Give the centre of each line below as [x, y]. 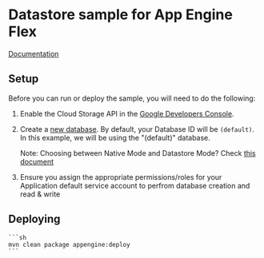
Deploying [34, 219]
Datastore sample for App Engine [121, 15]
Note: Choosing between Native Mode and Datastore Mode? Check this [138, 153]
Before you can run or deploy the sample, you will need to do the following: [132, 98]
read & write [40, 194]
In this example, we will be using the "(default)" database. [115, 137]
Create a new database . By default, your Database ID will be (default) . [137, 129]
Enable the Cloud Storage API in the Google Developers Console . [127, 113]
